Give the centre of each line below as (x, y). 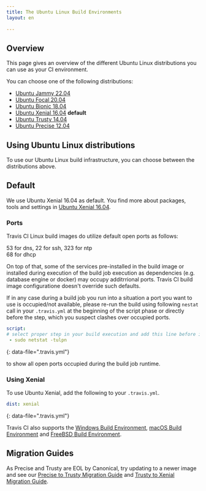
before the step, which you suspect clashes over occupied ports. (88, 318)
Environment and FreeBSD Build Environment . (64, 434)
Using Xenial (25, 379)
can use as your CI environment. (48, 70)
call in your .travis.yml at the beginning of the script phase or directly (95, 311)
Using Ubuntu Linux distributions (71, 145)
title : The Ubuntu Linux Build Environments (64, 12)
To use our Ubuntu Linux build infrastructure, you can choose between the (101, 160)
